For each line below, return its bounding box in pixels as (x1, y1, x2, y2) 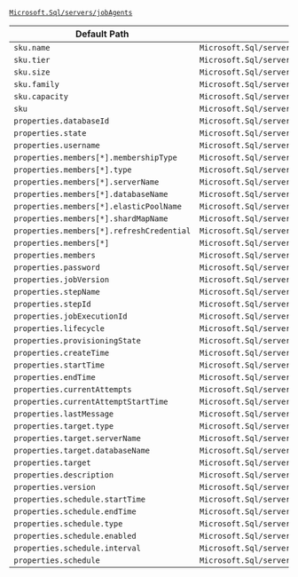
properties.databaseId (13, 116, 109, 126)
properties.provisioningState (13, 336, 142, 345)
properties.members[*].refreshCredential (13, 226, 192, 235)
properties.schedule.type (13, 519, 123, 528)
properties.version (13, 482, 96, 492)
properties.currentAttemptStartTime (13, 397, 169, 407)
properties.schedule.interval (13, 543, 142, 553)
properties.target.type (13, 422, 114, 431)
